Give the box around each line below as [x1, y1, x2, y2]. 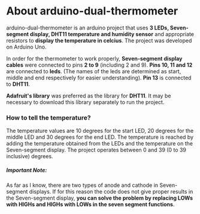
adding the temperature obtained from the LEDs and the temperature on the [6, 140, 193, 147]
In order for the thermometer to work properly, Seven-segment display [6, 55, 183, 62]
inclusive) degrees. [6, 153, 53, 160]
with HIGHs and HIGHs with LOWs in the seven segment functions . [6, 201, 175, 208]
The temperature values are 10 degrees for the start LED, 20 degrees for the [6, 127, 194, 135]
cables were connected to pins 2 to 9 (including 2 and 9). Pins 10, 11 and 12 [6, 61, 193, 69]
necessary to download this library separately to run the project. [6, 98, 165, 106]
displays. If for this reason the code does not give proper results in [29, 188, 193, 195]
